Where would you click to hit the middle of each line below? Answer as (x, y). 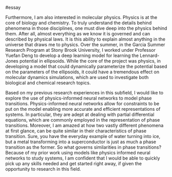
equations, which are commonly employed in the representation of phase (83, 120)
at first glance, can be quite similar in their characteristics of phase (76, 131)
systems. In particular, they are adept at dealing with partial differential (80, 114)
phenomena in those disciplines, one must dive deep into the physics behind (86, 28)
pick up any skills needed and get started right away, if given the (74, 163)
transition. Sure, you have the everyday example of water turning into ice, (83, 136)
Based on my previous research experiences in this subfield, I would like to (84, 93)
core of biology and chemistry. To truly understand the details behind (79, 23)
